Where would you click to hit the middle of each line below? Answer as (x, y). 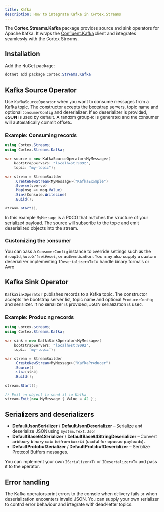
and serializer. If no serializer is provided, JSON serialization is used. (74, 304)
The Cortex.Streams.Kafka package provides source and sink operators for (82, 28)
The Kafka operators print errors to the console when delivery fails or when (81, 494)
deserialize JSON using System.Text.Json (54, 431)
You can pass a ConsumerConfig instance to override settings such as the (78, 251)
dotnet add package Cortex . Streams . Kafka (48, 75)
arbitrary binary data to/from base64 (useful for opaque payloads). (79, 442)
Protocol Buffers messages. (40, 452)
